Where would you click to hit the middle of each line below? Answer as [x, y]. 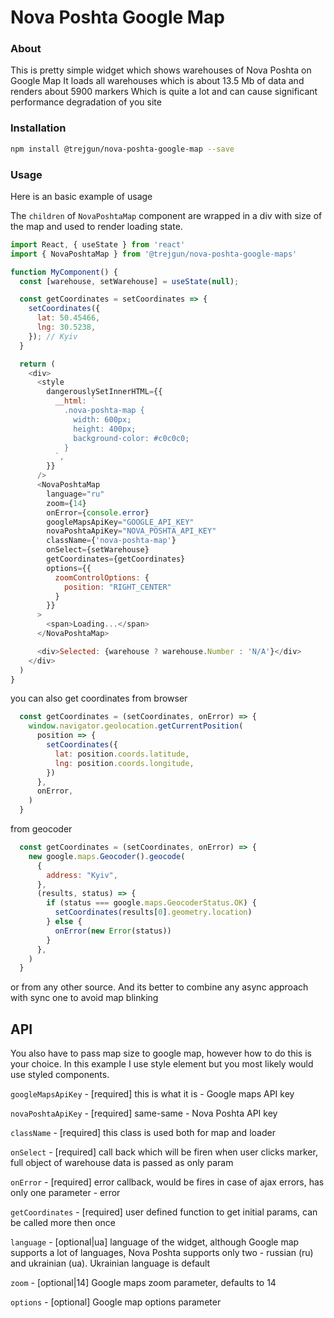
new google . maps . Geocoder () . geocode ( [107, 856]
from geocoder [41, 829]
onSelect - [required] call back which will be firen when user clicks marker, [164, 1152]
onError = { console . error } [98, 512]
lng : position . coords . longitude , [124, 763]
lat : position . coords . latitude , [122, 754]
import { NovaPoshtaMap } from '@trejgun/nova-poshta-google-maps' [154, 254]
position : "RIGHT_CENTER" [117, 587]
